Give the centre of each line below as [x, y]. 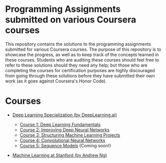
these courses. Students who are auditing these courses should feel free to [82, 60]
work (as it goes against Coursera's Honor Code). [56, 81]
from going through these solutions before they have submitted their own [80, 76]
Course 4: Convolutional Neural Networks [62, 140]
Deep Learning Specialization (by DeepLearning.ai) [65, 115]
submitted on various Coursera [71, 20]
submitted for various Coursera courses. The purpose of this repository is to [83, 49]
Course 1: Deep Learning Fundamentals [60, 124]
